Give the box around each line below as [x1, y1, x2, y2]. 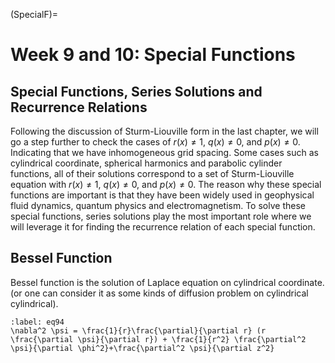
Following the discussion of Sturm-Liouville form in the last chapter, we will [10, 125, 319, 137]
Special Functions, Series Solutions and [10, 83, 263, 100]
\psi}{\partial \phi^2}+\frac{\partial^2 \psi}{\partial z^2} [10, 343, 275, 353]
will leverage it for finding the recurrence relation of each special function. [10, 221, 316, 233]
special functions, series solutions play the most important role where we [10, 210, 312, 222]
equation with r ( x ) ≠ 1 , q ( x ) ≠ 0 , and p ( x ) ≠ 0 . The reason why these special [10, 179, 322, 190]
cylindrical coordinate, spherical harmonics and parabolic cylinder [10, 157, 283, 169]
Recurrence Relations [10, 99, 148, 116]
